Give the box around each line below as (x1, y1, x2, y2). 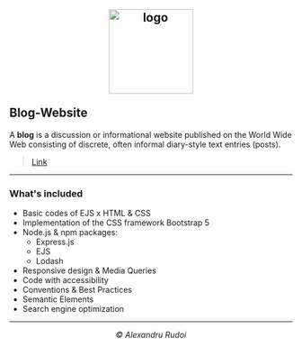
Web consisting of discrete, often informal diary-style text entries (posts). (9, 139, 281, 150)
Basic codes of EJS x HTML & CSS (22, 208, 151, 219)
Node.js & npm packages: (22, 227, 119, 238)
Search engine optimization (22, 304, 124, 315)
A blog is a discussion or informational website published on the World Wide (9, 129, 292, 140)
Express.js (35, 236, 75, 248)
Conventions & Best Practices (22, 285, 133, 296)
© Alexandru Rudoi (115, 330, 187, 341)
